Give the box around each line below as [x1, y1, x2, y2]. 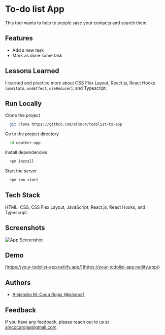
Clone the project [5, 112, 40, 118]
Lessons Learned [5, 67, 59, 75]
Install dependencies [5, 149, 48, 155]
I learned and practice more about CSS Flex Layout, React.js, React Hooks [5, 80, 156, 86]
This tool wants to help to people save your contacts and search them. [5, 20, 148, 26]
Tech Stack [5, 191, 40, 199]
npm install [9, 159, 34, 164]
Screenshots [5, 223, 45, 232]
